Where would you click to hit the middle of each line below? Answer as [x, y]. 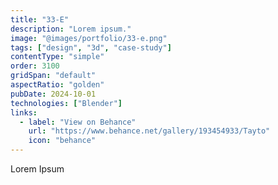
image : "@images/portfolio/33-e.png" [89, 38]
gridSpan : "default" [53, 76]
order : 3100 [35, 66]
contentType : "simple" [57, 57]
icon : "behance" [62, 141]
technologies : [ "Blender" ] [66, 103]
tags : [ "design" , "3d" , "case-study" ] [91, 47]
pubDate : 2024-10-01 [53, 94]
